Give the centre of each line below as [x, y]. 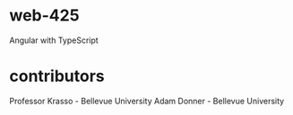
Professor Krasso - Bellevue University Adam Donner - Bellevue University [147, 101]
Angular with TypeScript [54, 40]
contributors [57, 76]
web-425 [44, 16]
